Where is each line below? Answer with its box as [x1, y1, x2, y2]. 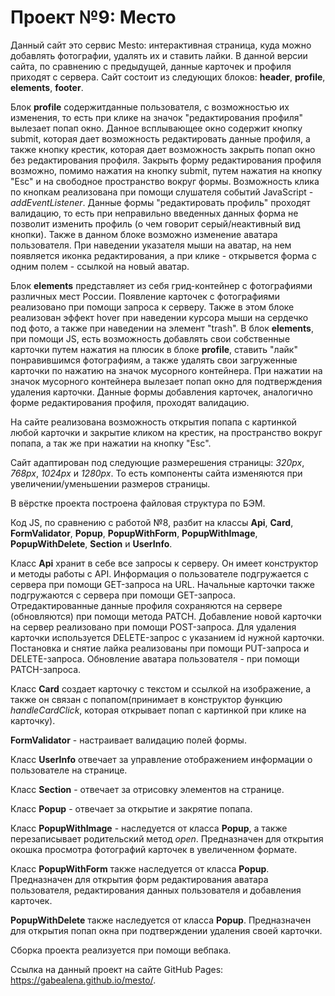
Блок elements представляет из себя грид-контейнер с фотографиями [10, 279, 313, 291]
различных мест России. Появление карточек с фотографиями [10, 290, 281, 302]
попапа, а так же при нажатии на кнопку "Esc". [10, 437, 212, 449]
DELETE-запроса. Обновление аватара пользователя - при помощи [10, 652, 300, 665]
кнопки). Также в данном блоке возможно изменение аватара [10, 228, 278, 240]
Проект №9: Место [10, 6, 177, 29]
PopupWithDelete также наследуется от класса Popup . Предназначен [10, 914, 312, 926]
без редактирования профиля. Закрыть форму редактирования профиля [10, 154, 322, 166]
